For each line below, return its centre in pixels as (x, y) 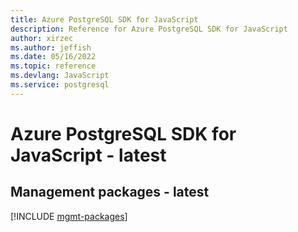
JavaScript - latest (88, 155)
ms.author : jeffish (51, 47)
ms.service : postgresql (60, 85)
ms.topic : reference (53, 66)
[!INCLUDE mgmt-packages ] (69, 216)
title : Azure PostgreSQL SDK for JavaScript (104, 19)
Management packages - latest (110, 192)
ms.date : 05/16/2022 (53, 57)
